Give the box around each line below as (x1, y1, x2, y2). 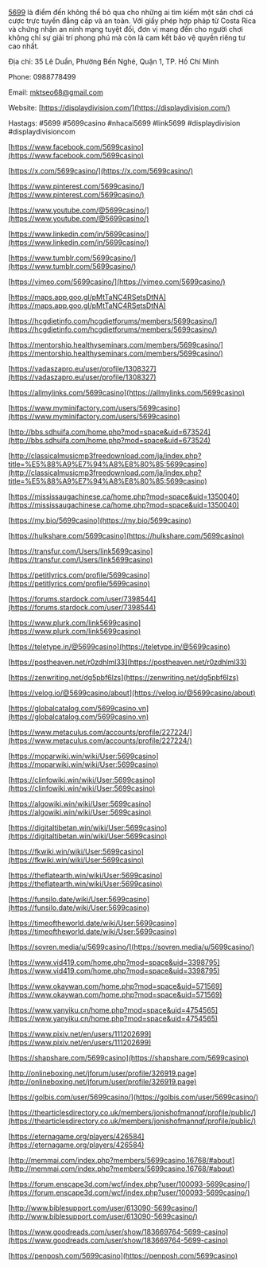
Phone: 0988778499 (8, 72, 76, 81)
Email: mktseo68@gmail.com (8, 88, 103, 97)
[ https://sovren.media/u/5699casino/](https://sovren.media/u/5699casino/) (8, 943, 255, 951)
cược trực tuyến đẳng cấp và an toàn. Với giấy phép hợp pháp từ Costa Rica (8, 16, 257, 25)
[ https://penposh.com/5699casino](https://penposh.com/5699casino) (8, 1251, 238, 1260)
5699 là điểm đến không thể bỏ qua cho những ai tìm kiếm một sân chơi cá (8, 8, 253, 17)
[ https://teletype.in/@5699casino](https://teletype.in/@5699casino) (8, 642, 230, 652)
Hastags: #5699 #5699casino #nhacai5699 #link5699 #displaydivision (8, 119, 241, 127)
